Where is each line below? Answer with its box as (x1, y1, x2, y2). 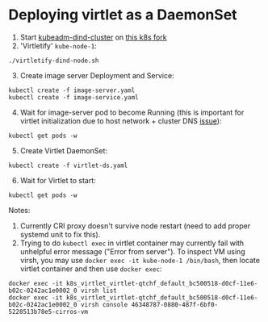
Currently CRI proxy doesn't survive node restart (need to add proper (19, 220, 251, 231)
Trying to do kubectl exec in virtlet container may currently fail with (19, 238, 245, 248)
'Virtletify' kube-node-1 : (19, 40, 97, 50)
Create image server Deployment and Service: (19, 70, 175, 80)
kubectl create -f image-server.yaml (8, 86, 136, 94)
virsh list (80, 286, 117, 295)
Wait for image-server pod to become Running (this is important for (19, 107, 245, 117)
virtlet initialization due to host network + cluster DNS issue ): (19, 115, 222, 126)
